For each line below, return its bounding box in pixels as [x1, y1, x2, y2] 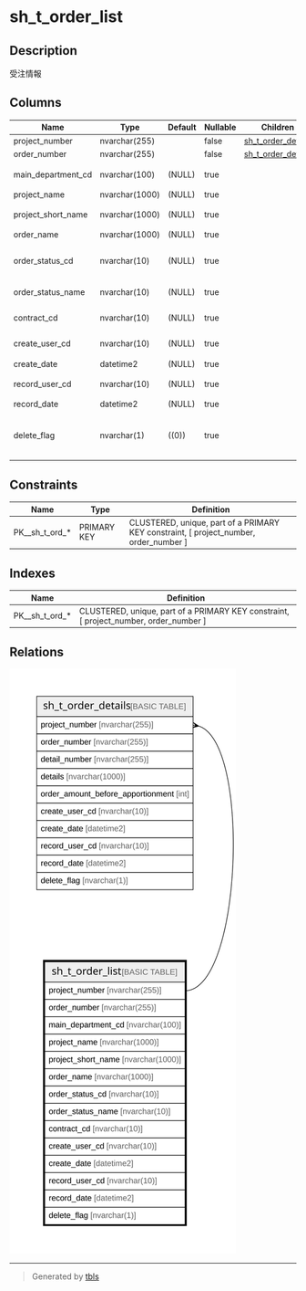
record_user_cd [13, 378, 72, 389]
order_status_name [13, 286, 86, 298]
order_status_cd [13, 255, 74, 266]
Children [260, 121, 295, 133]
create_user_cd [13, 338, 71, 349]
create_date [13, 358, 58, 369]
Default [168, 121, 197, 133]
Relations [9, 644, 65, 659]
